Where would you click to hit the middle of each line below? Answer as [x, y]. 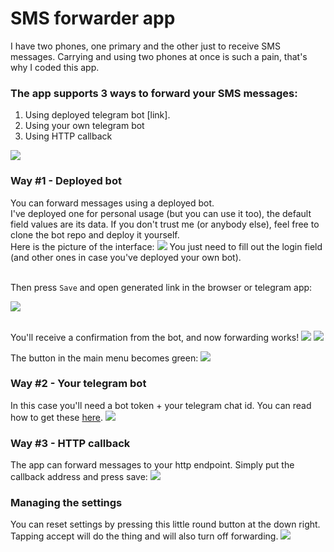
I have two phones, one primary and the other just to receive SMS [145, 46]
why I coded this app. [55, 67]
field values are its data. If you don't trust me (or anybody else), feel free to [165, 224]
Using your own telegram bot [84, 126]
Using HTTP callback [68, 136]
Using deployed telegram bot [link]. [97, 115]
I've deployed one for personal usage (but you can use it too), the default [161, 213]
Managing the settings [66, 503]
